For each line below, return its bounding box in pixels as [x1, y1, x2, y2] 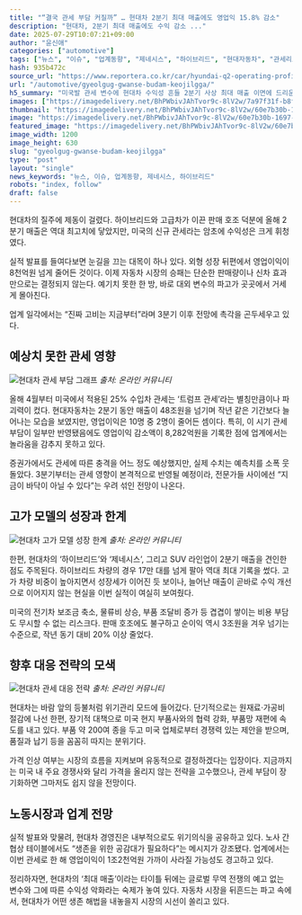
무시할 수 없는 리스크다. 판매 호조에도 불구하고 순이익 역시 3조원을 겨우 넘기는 [18, 617, 289, 628]
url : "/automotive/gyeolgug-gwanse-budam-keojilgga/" [9, 80, 216, 89]
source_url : [9, 72, 54, 81]
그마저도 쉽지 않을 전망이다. [40, 777, 137, 788]
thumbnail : [9, 105, 50, 114]
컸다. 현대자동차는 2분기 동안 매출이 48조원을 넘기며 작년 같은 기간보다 [32, 404, 280, 415]
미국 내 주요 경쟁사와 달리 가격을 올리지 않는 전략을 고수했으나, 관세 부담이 [18, 766, 278, 777]
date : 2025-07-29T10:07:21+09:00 [9, 30, 135, 39]
